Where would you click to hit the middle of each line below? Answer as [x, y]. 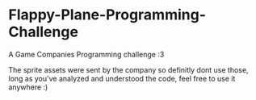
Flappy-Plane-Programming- [107, 15]
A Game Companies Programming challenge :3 [86, 54]
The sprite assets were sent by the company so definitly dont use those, [128, 69]
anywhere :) [28, 87]
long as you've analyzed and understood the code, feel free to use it [122, 78]
